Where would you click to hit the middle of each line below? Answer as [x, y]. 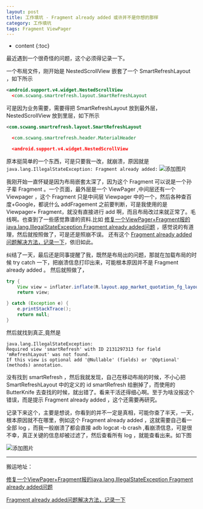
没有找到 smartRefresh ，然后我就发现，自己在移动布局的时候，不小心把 [96, 377]
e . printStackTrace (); [44, 309]
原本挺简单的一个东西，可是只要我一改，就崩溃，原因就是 [78, 161]
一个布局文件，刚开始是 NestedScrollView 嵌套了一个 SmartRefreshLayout [98, 71]
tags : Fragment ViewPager [39, 29]
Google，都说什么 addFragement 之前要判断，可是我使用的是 [91, 204]
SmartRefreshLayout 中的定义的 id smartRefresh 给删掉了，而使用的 [91, 385]
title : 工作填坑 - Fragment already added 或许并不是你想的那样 [82, 18]
